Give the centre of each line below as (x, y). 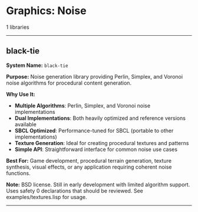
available (25, 124)
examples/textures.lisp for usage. (47, 197)
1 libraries (18, 27)
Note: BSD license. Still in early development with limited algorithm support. (98, 184)
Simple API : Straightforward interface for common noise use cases (96, 149)
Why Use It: (21, 94)
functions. (18, 173)
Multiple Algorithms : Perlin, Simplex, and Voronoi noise (82, 105)
